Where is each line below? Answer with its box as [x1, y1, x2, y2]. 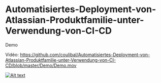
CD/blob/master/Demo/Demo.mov [5, 62, 77, 68]
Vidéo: [5, 52, 19, 58]
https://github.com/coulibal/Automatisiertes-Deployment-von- [20, 52, 150, 58]
